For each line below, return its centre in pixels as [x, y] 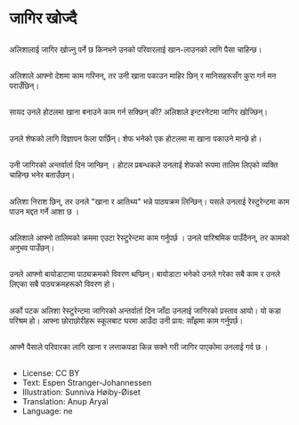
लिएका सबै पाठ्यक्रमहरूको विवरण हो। [62, 284]
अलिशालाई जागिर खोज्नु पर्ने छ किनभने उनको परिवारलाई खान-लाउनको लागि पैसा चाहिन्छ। [136, 49]
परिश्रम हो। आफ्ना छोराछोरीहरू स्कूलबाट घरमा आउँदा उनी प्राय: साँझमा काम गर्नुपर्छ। [126, 321]
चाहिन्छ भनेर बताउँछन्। [42, 175]
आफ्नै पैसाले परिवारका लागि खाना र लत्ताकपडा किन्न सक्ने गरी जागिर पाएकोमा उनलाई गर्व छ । [139, 347]
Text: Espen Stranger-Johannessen [87, 383]
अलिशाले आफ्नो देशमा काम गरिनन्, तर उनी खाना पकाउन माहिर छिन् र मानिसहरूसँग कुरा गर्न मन [143, 76]
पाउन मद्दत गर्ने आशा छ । [44, 211]
